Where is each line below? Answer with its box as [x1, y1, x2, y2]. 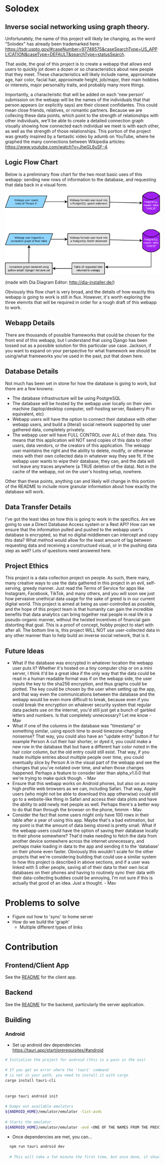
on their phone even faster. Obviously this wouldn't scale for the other [12, 849, 154, 855]
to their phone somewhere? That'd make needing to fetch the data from [12, 833, 157, 839]
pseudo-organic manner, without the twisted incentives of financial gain [5, 617, 151, 623]
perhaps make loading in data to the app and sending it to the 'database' [12, 843, 160, 849]
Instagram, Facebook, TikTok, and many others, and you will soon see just [5, 591, 155, 597]
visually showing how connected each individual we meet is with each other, [5, 123, 160, 129]
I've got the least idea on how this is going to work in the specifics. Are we [5, 516, 156, 522]
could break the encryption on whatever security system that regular [12, 702, 151, 708]
